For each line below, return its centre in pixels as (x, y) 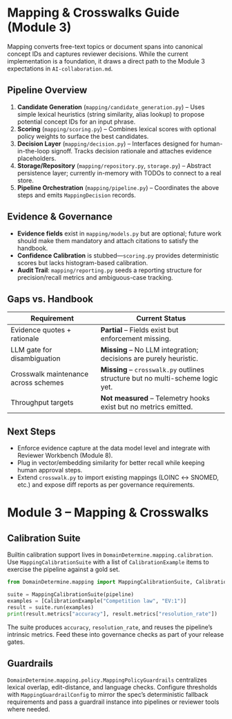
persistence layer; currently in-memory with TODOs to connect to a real (119, 173)
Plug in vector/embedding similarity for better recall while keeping (111, 463)
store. (26, 180)
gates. (16, 642)
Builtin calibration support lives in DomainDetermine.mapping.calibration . (110, 555)
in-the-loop (33, 151)
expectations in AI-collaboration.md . (60, 68)
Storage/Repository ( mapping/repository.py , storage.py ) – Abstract (114, 165)
